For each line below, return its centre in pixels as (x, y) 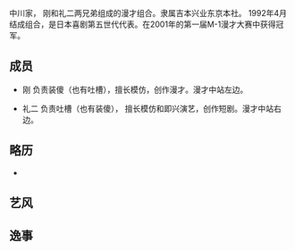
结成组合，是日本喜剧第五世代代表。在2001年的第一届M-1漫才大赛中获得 (143, 24)
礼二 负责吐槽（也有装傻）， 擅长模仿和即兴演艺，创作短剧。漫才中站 (148, 108)
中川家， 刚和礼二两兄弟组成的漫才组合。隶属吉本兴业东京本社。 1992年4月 (148, 13)
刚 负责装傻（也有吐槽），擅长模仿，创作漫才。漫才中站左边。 (135, 89)
